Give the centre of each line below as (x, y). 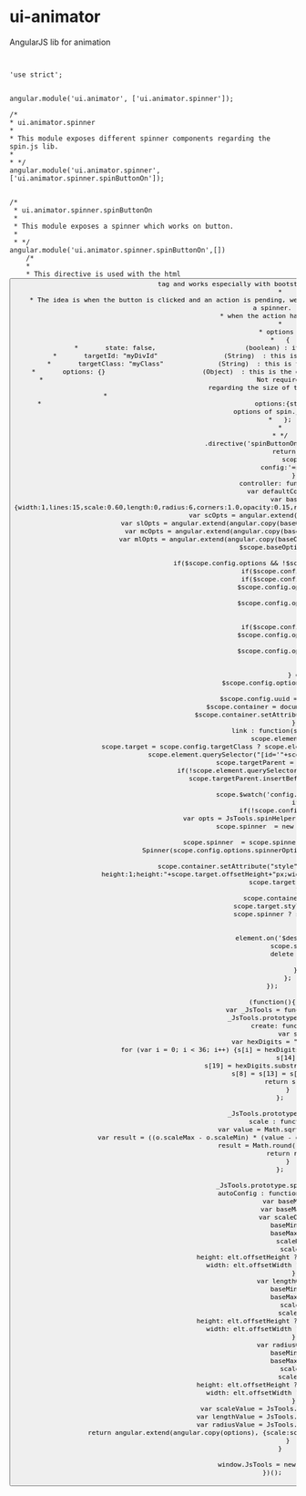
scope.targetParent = (255, 762)
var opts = (202, 818)
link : (243, 730)
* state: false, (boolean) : (181, 347)
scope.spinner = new (255, 826)
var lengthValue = (229, 1416)
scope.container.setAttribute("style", (230, 866)
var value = (240, 1129)
